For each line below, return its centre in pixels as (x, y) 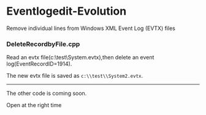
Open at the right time (34, 105)
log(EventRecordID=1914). (39, 64)
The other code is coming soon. (47, 94)
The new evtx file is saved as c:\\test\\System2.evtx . (74, 76)
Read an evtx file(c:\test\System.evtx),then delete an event (80, 57)
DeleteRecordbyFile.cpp (43, 44)
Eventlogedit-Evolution (67, 11)
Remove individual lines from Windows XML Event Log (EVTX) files (91, 28)
